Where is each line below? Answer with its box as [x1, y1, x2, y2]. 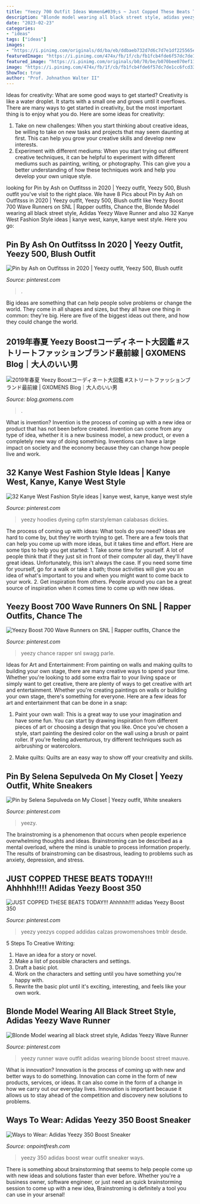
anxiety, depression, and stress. [6, 856, 85, 864]
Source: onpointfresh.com [6, 1142, 70, 1150]
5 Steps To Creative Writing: [6, 939, 76, 947]
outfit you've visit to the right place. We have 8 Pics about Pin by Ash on [6, 191, 183, 198]
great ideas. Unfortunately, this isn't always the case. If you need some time [6, 559, 192, 566]
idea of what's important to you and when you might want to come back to [6, 571, 189, 578]
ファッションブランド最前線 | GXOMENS [37, 348, 186, 358]
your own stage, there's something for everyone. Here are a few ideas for [6, 693, 186, 700]
